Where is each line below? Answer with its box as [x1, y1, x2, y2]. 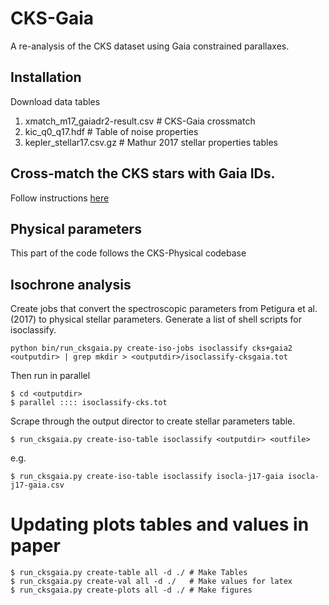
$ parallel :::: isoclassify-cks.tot [10, 398, 168, 408]
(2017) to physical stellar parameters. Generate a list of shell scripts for [10, 313, 302, 326]
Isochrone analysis [10, 276, 132, 293]
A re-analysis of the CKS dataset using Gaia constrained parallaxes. [10, 40, 290, 52]
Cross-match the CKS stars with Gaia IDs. [10, 165, 276, 182]
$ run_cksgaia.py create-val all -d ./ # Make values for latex [10, 577, 293, 587]
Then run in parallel [10, 370, 91, 382]
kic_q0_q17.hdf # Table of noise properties [24, 125, 199, 137]
